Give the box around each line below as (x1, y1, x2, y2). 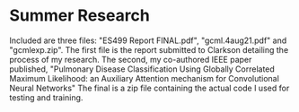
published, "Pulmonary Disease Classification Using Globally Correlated (9, 64, 276, 74)
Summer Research (9, 5, 150, 26)
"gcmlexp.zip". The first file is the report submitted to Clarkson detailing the (9, 44, 289, 55)
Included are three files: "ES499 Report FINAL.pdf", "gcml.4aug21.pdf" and (9, 35, 287, 46)
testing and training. (9, 91, 84, 103)
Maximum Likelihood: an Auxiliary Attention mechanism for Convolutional (9, 73, 280, 83)
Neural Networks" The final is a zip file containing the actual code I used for (9, 82, 290, 93)
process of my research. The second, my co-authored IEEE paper (9, 54, 252, 65)
